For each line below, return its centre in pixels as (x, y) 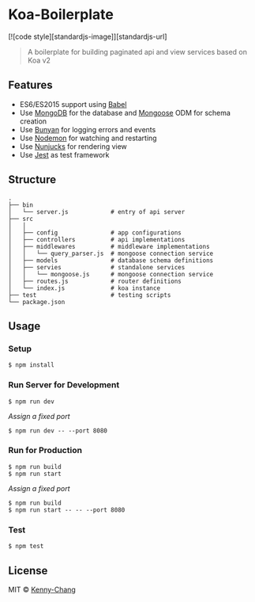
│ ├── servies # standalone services (97, 267)
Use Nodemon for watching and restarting (88, 138)
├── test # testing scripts (90, 295)
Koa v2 (39, 60)
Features (30, 85)
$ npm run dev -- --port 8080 (58, 431)
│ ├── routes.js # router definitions (95, 281)
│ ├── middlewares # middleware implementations (109, 246)
